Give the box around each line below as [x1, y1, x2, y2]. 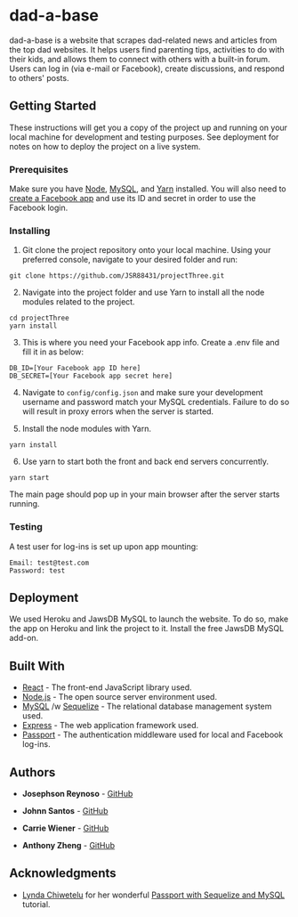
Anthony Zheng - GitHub [21, 840, 116, 851]
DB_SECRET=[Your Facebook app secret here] [9, 371, 173, 381]
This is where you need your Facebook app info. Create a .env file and [21, 337, 280, 348]
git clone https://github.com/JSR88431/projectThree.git [9, 272, 225, 280]
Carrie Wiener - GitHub [21, 823, 109, 833]
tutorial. [21, 898, 51, 909]
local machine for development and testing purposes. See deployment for [9, 131, 279, 142]
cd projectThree [9, 313, 69, 323]
